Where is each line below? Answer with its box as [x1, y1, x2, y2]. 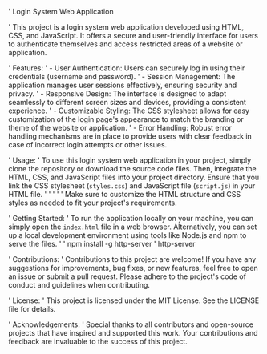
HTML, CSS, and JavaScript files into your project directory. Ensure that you [8, 172, 260, 182]
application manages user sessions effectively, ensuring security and [8, 80, 237, 90]
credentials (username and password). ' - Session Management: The [8, 72, 236, 81]
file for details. [8, 304, 56, 313]
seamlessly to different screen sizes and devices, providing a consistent [8, 98, 247, 107]
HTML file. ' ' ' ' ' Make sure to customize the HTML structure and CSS [8, 190, 241, 199]
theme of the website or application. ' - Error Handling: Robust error [8, 123, 233, 132]
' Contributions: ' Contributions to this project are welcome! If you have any [8, 255, 257, 263]
